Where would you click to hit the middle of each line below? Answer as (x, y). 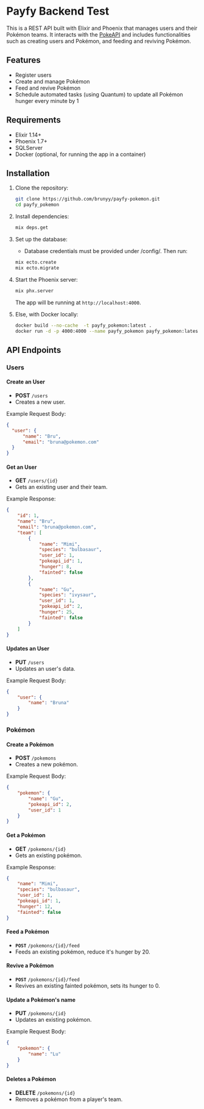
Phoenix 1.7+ (31, 141)
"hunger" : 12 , (35, 907)
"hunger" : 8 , (55, 567)
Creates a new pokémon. (46, 765)
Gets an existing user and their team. (61, 487)
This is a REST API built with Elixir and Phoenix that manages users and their (102, 28)
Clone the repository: (42, 188)
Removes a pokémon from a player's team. (69, 1099)
